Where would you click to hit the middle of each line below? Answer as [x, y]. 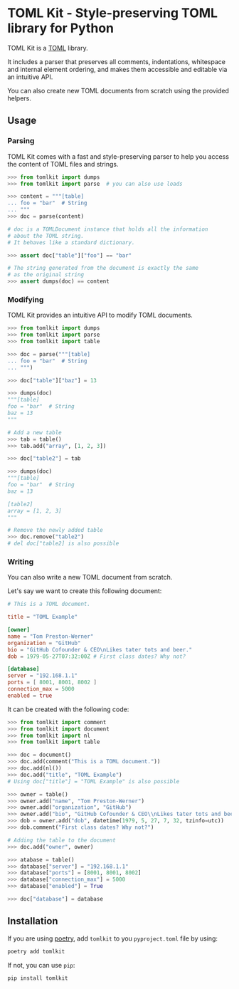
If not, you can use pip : [41, 965]
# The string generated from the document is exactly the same [103, 268]
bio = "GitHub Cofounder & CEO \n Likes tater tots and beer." [100, 649]
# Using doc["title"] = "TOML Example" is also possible [94, 781]
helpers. [20, 98]
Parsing [21, 141]
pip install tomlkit [38, 978]
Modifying [26, 299]
